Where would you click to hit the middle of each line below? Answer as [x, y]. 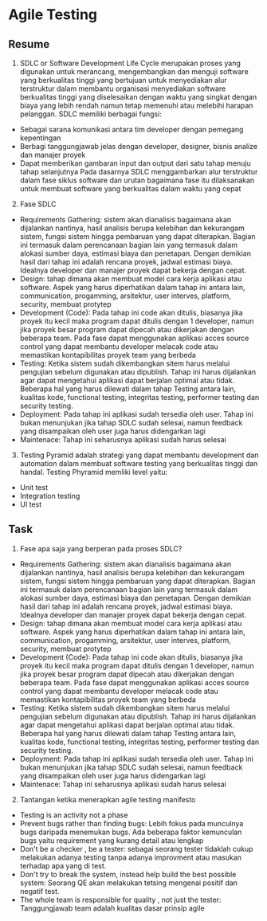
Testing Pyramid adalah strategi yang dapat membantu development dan [139, 455]
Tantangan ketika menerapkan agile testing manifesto [108, 799]
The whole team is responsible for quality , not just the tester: [120, 899]
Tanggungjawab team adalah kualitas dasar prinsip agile [112, 908]
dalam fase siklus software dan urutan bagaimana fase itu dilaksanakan [137, 180]
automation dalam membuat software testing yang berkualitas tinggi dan [139, 463]
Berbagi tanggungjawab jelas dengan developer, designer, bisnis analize [138, 146]
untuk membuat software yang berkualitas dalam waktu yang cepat [130, 188]
